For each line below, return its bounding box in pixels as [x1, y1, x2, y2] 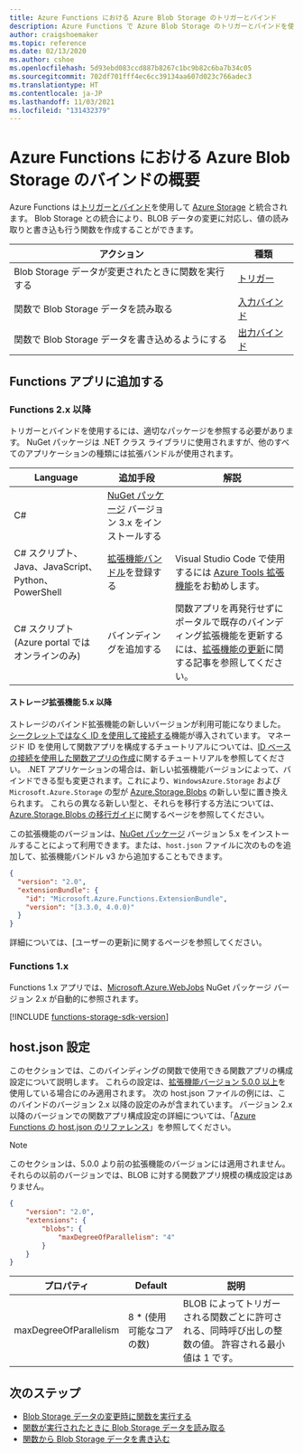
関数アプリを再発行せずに [174, 602, 284, 615]
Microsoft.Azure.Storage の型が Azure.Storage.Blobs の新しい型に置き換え [9, 787, 289, 797]
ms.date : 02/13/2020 [9, 47, 87, 56]
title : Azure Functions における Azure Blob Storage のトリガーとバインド [9, 13, 278, 23]
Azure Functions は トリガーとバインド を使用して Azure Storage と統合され [9, 202, 289, 212]
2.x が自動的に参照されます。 [34, 993, 143, 1004]
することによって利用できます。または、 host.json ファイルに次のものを [16, 840, 284, 851]
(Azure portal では [14, 636, 91, 648]
